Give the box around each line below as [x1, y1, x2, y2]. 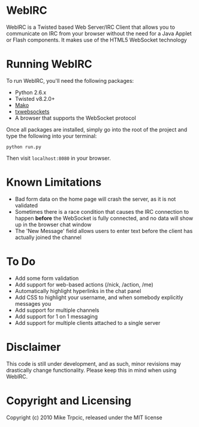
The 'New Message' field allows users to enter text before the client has [14, 227, 193, 234]
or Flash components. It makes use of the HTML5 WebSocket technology [6, 36, 187, 43]
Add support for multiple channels [14, 306, 99, 313]
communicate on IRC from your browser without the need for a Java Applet [6, 29, 192, 37]
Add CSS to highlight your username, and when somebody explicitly [14, 294, 183, 301]
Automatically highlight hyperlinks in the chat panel [14, 287, 141, 294]
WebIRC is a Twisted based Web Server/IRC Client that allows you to [6, 23, 176, 31]
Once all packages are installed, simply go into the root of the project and [6, 126, 188, 133]
